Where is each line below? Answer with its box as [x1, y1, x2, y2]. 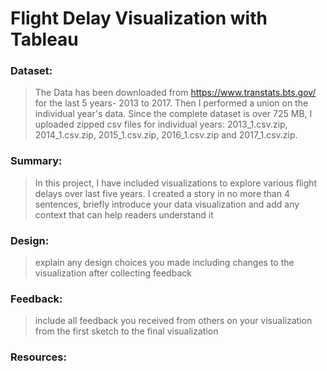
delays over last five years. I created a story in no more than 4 [34, 187, 290, 199]
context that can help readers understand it [34, 208, 214, 221]
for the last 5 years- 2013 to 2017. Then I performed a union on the [34, 97, 309, 109]
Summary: [10, 154, 63, 168]
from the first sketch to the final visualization [34, 325, 219, 337]
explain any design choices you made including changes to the [34, 257, 295, 269]
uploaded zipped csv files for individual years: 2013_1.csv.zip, [34, 118, 288, 131]
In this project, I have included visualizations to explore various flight [34, 177, 318, 189]
